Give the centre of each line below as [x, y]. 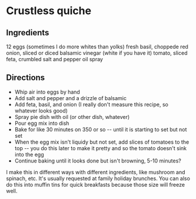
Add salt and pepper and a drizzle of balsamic [70, 98]
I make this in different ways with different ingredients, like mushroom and [96, 172]
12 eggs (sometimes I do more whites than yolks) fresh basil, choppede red [97, 47]
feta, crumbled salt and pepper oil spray [54, 59]
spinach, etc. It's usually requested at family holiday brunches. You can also [98, 178]
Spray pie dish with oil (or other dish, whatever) [72, 117]
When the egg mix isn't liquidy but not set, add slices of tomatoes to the [102, 142]
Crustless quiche [49, 11]
